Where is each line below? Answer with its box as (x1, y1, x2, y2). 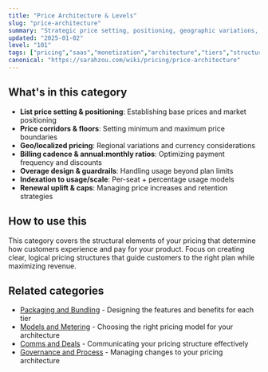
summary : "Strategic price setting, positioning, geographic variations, (8, 26, 259, 34)
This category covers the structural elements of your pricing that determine (8, 236, 257, 245)
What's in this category (8, 85, 128, 100)
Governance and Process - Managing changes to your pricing (19, 347, 223, 357)
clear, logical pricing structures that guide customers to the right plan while (8, 253, 255, 262)
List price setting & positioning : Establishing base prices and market (19, 107, 247, 116)
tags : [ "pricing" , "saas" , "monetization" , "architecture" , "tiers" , (8, 49, 230, 57)
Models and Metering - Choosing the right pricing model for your (19, 322, 234, 331)
